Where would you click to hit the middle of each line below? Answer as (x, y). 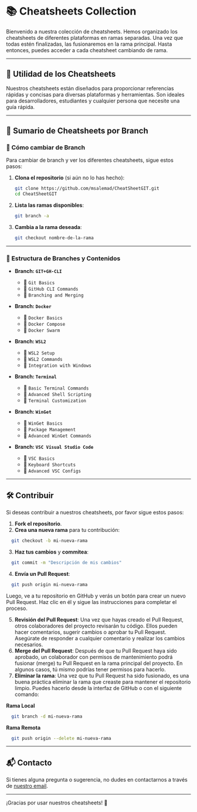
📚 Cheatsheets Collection (71, 11)
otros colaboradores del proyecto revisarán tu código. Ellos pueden (96, 626)
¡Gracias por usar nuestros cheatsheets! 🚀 (57, 803)
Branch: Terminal (35, 377)
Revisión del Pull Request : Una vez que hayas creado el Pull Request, (99, 619)
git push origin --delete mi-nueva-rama (61, 738)
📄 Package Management (50, 429)
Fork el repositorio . (38, 524)
